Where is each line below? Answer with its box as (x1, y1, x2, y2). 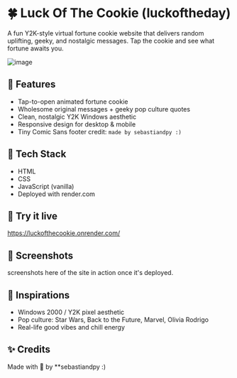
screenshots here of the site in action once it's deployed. (7, 269, 174, 277)
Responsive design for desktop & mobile (17, 119, 136, 129)
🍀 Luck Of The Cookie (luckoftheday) (7, 5, 231, 21)
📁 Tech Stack (7, 148, 67, 161)
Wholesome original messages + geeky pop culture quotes (17, 104, 190, 113)
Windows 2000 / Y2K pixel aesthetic (17, 308, 125, 316)
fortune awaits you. (7, 44, 64, 53)
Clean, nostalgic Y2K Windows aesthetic (17, 112, 137, 121)
